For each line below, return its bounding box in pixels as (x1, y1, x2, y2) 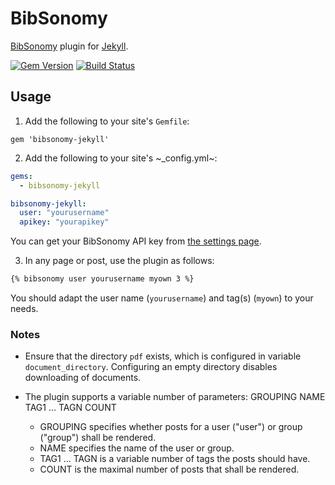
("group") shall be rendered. (39, 432, 157, 444)
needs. (10, 303, 39, 314)
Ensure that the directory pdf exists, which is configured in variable (24, 350, 302, 362)
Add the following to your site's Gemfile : (24, 115, 190, 127)
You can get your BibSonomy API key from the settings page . (10, 235, 262, 247)
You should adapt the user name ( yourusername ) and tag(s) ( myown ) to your (10, 292, 314, 304)
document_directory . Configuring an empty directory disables (24, 361, 278, 373)
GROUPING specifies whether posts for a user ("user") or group (39, 421, 303, 433)
